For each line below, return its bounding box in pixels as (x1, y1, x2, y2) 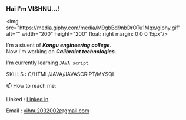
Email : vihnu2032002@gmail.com (6, 107, 89, 114)
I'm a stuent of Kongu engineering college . (6, 42, 112, 49)
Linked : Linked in (6, 96, 49, 103)
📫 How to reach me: (6, 83, 57, 90)
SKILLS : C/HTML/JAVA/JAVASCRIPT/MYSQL (6, 71, 116, 78)
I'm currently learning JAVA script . (6, 59, 90, 66)
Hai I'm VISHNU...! (6, 5, 60, 13)
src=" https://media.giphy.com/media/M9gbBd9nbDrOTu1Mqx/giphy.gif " (6, 24, 181, 31)
